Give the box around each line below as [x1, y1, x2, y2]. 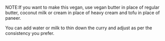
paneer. [5, 15, 21, 21]
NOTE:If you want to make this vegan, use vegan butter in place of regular [5, 5, 159, 10]
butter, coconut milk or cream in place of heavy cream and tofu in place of [5, 10, 160, 16]
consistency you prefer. [5, 30, 55, 36]
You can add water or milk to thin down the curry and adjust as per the [5, 25, 153, 31]
